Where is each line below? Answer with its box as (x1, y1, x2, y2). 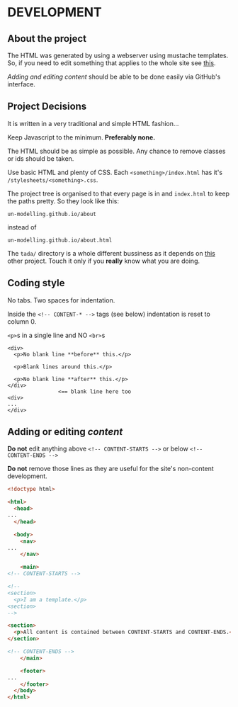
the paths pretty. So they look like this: (7, 196, 119, 205)
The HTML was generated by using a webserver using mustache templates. (7, 51, 229, 60)
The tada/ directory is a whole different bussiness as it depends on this (7, 249, 216, 257)
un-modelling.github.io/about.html (7, 237, 113, 244)
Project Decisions (7, 101, 87, 113)
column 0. (7, 317, 37, 326)
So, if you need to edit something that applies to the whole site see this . (7, 59, 216, 67)
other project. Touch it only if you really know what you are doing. (7, 256, 200, 265)
